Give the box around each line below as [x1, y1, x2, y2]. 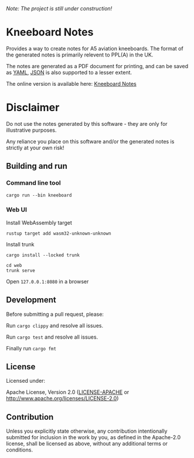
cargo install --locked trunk [6, 252, 80, 258]
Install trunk [6, 240, 35, 248]
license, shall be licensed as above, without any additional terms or [6, 440, 168, 447]
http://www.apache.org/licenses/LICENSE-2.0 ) [6, 395, 119, 402]
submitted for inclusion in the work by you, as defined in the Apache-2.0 [6, 434, 181, 441]
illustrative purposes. [6, 126, 57, 133]
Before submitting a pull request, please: [6, 310, 104, 317]
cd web [6, 262, 22, 268]
